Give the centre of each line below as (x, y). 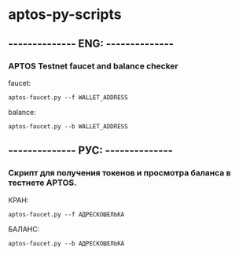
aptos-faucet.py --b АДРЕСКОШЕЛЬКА (66, 243)
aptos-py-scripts (65, 15)
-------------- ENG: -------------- (91, 44)
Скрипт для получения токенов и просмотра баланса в (119, 173)
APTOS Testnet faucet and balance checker (93, 66)
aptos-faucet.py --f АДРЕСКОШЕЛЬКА (66, 214)
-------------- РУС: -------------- (90, 151)
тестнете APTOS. (42, 183)
